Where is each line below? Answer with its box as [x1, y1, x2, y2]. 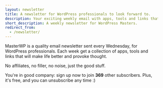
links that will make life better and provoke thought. [5, 53, 108, 59]
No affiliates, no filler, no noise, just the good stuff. [5, 63, 106, 69]
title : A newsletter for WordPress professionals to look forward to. [5, 12, 151, 17]
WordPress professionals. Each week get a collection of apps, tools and [5, 48, 148, 54]
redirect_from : [5, 25, 36, 30]
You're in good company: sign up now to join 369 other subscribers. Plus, [5, 72, 153, 78]
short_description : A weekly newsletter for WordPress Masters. [5, 20, 138, 26]
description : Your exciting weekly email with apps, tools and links [5, 16, 149, 21]
